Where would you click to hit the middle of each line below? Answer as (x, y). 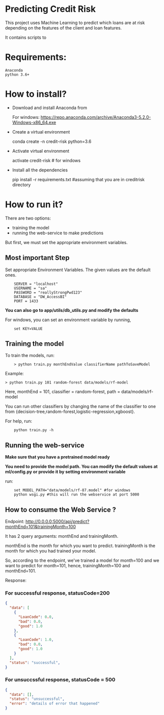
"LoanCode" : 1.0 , (36, 640)
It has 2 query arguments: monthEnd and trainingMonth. (62, 536)
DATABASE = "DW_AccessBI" (41, 297)
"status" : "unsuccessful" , (37, 699)
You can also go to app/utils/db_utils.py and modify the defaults (72, 310)
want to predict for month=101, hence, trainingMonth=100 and (68, 565)
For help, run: (19, 421)
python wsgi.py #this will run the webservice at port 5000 (77, 495)
